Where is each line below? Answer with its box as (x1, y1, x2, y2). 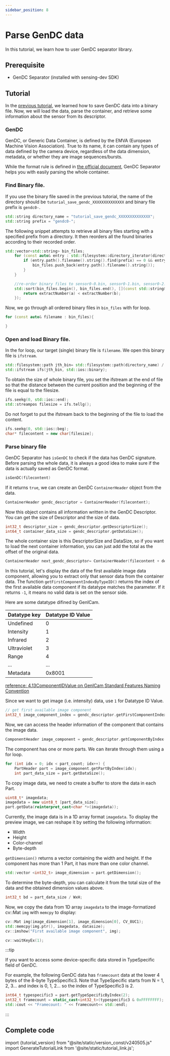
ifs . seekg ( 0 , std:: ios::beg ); (5, 426, 69, 431)
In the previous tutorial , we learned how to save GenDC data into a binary (5, 103, 158, 109)
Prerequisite (5, 61, 45, 69)
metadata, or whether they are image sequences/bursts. (5, 154, 123, 160)
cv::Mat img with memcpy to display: (5, 909, 77, 915)
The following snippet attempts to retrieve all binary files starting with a (5, 228, 153, 234)
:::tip (5, 947, 15, 953)
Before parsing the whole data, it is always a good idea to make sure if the (5, 460, 160, 466)
